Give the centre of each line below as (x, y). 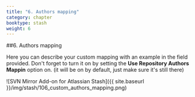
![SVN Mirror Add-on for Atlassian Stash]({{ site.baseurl (75, 81)
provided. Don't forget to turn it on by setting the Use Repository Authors (98, 63)
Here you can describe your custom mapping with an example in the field (97, 57)
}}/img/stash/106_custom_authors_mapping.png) (67, 88)
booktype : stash (26, 23)
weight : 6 (19, 28)
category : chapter (29, 17)
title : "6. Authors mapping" (43, 12)
